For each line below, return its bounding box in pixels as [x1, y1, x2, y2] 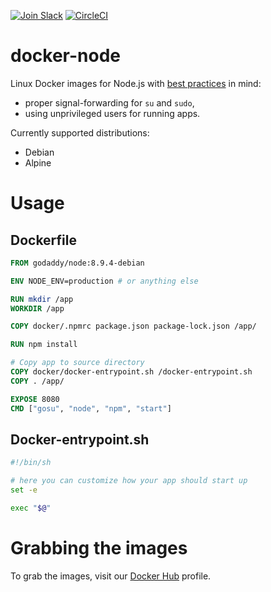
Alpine [24, 156, 52, 169]
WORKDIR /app [10, 303, 65, 314]
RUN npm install [10, 340, 78, 350]
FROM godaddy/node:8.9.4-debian [10, 258, 145, 268]
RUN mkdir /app [10, 294, 74, 304]
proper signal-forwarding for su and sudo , [24, 96, 195, 109]
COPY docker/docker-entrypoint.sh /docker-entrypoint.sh [10, 367, 253, 377]
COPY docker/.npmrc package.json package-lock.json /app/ [10, 321, 257, 332]
